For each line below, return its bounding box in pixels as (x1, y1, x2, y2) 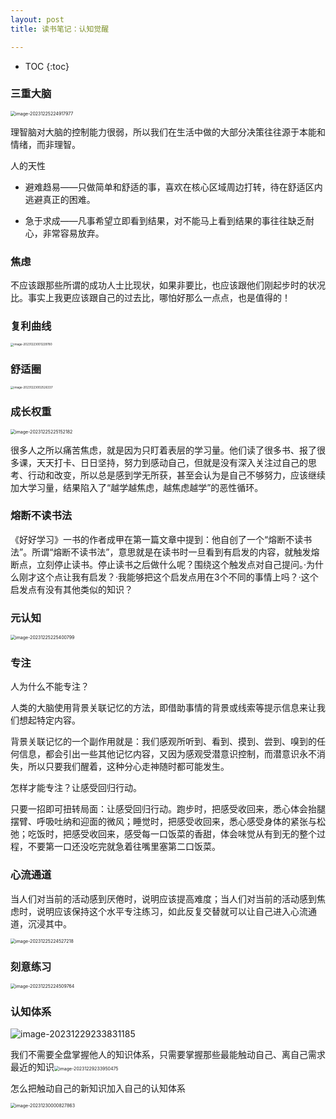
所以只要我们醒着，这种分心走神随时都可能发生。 (27, 761, 230, 773)
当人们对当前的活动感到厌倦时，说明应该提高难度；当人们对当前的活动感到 (10, 892, 317, 905)
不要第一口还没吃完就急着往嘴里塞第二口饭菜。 (27, 841, 221, 853)
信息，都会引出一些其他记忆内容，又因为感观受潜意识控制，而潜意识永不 (18, 748, 317, 760)
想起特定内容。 (18, 714, 81, 726)
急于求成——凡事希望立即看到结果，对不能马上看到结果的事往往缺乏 (24, 214, 306, 226)
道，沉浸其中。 (10, 917, 72, 930)
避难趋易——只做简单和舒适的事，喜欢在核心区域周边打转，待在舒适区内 (24, 181, 323, 193)
